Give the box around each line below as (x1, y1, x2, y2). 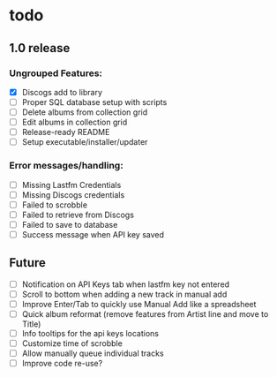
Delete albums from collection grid (21, 107, 148, 117)
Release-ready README (21, 127, 110, 138)
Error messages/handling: (9, 160, 124, 172)
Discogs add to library (21, 87, 103, 97)
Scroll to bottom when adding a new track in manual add (21, 289, 228, 299)
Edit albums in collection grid (21, 117, 128, 128)
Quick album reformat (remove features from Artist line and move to (21, 308, 269, 319)
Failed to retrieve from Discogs (21, 209, 135, 220)
